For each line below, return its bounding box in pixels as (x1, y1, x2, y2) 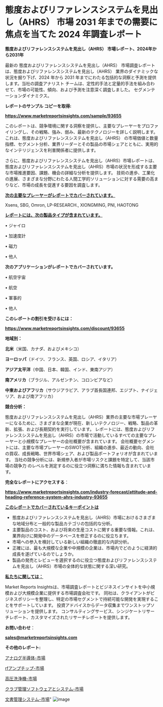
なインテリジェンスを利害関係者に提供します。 (5, 147, 99, 153)
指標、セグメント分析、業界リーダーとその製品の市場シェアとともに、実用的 (5, 141, 158, 147)
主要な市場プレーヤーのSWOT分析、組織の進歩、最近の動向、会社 (21, 444, 155, 450)
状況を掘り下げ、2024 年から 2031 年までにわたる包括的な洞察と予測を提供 (5, 74, 157, 80)
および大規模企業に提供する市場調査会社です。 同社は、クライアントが (9, 590, 151, 596)
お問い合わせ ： (5, 625, 35, 631)
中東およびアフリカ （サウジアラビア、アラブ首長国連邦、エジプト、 (5, 387, 141, 393)
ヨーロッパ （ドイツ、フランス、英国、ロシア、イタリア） (5, 356, 119, 362)
